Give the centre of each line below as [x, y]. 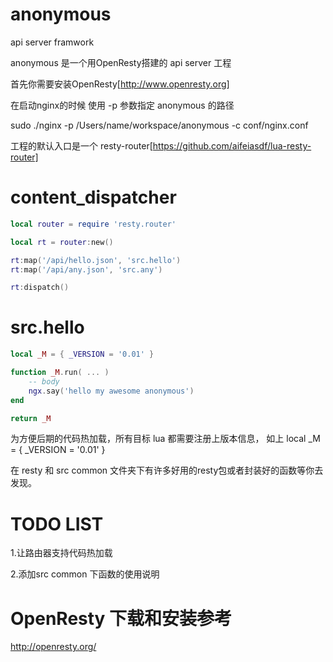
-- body [44, 381]
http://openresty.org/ [53, 647]
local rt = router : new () [62, 242]
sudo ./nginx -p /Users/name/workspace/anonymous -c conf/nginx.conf [159, 125]
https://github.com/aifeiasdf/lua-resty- [232, 145]
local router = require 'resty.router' [93, 224]
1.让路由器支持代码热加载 [61, 553]
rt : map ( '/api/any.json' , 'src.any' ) [86, 269]
